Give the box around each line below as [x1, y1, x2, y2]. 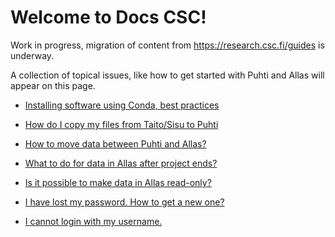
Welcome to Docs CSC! [10, 6, 207, 29]
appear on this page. [10, 79, 96, 91]
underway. [10, 49, 55, 61]
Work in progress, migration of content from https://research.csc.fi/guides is [10, 39, 325, 51]
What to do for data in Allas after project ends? [24, 157, 218, 169]
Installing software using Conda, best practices [24, 99, 220, 111]
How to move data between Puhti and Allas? [24, 137, 207, 150]
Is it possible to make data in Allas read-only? [24, 176, 212, 188]
